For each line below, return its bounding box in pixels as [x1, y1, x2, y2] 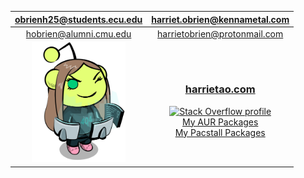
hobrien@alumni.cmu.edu [25, 27, 132, 40]
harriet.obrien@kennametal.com [151, 13, 290, 25]
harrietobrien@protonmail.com [157, 27, 284, 40]
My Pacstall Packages [174, 126, 266, 138]
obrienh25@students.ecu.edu [14, 13, 143, 25]
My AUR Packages [181, 116, 259, 128]
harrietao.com [184, 82, 256, 96]
